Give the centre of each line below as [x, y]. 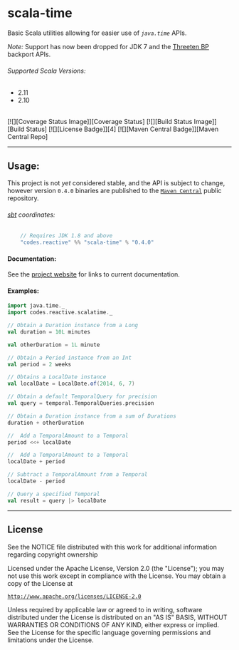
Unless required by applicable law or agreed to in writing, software [105, 609]
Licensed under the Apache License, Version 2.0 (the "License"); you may [116, 568]
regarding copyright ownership [53, 554]
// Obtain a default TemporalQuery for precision [83, 397]
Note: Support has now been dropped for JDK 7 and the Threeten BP [108, 46]
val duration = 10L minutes [49, 332]
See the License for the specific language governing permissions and [109, 632]
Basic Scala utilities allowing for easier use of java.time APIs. [97, 33]
